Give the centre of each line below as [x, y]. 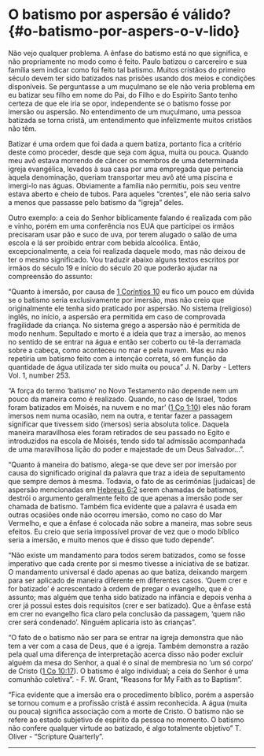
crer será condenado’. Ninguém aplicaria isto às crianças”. [102, 622]
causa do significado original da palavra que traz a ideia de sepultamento [127, 473]
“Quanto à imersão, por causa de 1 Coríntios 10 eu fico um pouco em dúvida [131, 291]
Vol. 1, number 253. [39, 375]
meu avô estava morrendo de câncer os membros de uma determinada [123, 160]
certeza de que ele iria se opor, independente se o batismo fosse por [120, 103]
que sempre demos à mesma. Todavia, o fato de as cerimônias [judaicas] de [132, 481]
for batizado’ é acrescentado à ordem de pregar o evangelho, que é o [121, 588]
